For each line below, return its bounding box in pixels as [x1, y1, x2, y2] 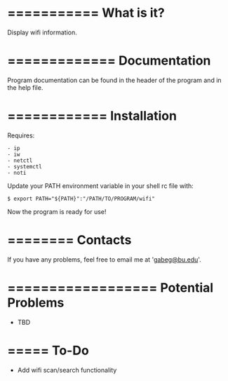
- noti [7, 169, 27, 176]
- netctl [7, 156, 33, 164]
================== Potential [7, 279, 214, 295]
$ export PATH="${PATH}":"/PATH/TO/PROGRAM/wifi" [7, 195, 156, 202]
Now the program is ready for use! [7, 207, 107, 215]
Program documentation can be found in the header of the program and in [7, 76, 222, 84]
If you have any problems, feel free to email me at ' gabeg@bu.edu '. [7, 255, 201, 264]
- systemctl [7, 163, 42, 170]
